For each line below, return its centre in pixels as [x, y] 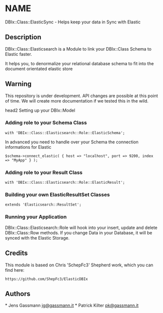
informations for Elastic [28, 147]
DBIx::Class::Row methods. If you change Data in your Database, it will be [79, 233]
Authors [18, 294]
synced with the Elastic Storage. [37, 238]
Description [23, 37]
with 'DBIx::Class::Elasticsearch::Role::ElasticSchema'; [65, 133]
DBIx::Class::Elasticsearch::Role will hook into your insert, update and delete [81, 227]
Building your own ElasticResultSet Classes [58, 195]
